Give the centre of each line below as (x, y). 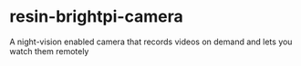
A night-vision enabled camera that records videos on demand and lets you (151, 42)
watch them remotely (49, 51)
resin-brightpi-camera (97, 17)
